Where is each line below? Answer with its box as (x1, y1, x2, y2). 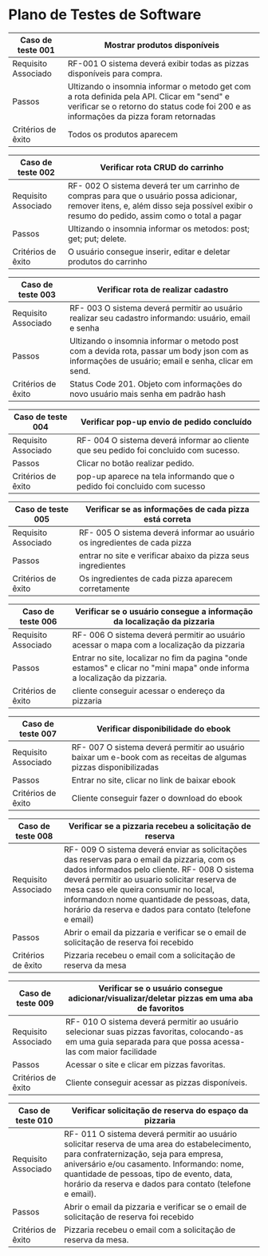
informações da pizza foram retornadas (67, 110, 216, 121)
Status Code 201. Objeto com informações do (69, 378, 242, 389)
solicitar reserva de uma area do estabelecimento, (63, 1138, 252, 1149)
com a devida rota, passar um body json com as (69, 345, 249, 356)
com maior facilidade (78, 1046, 157, 1057)
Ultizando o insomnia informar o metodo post (69, 335, 239, 347)
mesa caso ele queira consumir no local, (63, 884, 215, 895)
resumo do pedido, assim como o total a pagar (67, 210, 242, 221)
